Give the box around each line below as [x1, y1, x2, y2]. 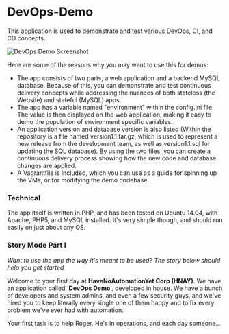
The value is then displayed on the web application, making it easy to [16, 110, 212, 119]
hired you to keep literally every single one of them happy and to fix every [7, 298, 215, 307]
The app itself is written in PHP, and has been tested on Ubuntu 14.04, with [7, 208, 218, 217]
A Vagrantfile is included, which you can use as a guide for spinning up [16, 169, 217, 177]
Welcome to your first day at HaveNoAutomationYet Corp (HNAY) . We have [7, 276, 221, 285]
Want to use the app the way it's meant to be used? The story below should [7, 256, 221, 264]
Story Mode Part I [7, 241, 66, 250]
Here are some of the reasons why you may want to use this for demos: [7, 60, 208, 69]
